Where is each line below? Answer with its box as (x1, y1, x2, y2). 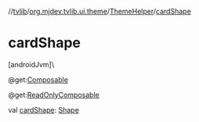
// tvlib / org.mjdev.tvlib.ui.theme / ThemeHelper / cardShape (8, 7, 192, 16)
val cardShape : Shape (8, 105, 80, 114)
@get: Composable (8, 74, 69, 84)
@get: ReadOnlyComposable (8, 90, 99, 99)
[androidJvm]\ (8, 59, 55, 69)
